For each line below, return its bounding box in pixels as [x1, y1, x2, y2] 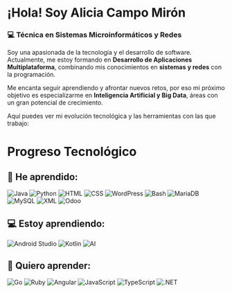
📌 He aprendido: [7, 171, 78, 183]
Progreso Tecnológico [7, 143, 137, 159]
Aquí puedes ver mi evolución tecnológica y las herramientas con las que [7, 112, 216, 121]
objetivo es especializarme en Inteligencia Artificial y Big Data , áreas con [7, 91, 218, 100]
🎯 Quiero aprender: [7, 260, 91, 272]
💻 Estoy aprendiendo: [7, 217, 105, 229]
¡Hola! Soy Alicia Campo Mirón [7, 5, 186, 21]
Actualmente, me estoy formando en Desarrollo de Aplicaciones [7, 55, 193, 64]
